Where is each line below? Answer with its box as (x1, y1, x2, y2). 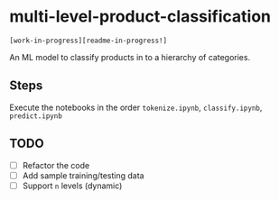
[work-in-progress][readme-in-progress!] (9, 36, 168, 45)
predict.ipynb (9, 111, 63, 121)
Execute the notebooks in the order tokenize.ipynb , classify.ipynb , (9, 102, 263, 113)
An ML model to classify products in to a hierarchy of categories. (9, 51, 251, 62)
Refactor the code (22, 159, 90, 170)
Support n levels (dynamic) (22, 180, 123, 191)
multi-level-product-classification (9, 6, 271, 27)
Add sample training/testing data (22, 169, 144, 181)
